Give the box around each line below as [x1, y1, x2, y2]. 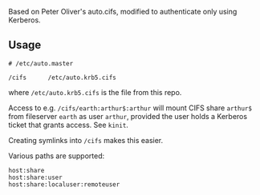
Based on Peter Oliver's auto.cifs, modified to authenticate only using [8, 7, 238, 16]
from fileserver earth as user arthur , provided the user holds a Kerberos [8, 111, 247, 121]
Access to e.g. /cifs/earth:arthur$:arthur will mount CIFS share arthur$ [8, 103, 253, 113]
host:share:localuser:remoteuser [8, 180, 120, 189]
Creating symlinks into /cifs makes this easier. [8, 135, 164, 145]
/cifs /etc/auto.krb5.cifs [8, 74, 116, 82]
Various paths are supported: [8, 151, 105, 161]
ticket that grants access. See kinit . [8, 120, 128, 129]
